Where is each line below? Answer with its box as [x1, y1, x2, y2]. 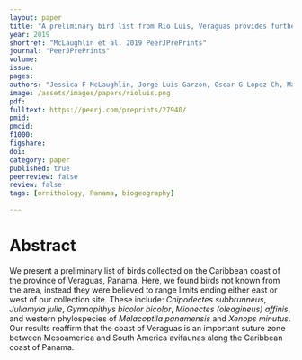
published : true [9, 164, 70, 173]
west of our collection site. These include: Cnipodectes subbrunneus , [9, 293, 267, 304]
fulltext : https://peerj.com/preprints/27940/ [9, 105, 187, 114]
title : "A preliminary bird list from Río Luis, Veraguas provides [9, 22, 268, 31]
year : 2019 [9, 30, 50, 39]
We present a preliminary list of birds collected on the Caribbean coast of [9, 265, 281, 275]
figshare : [9, 139, 47, 148]
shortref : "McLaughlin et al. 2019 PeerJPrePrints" [9, 38, 207, 48]
